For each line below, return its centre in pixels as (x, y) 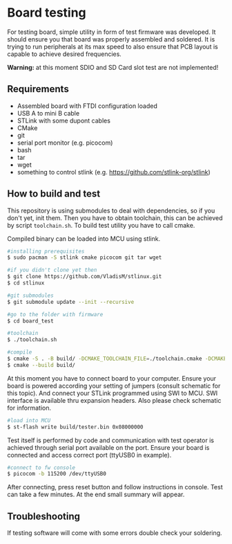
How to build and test (54, 194)
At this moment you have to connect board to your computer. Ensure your (112, 378)
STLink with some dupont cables (64, 120)
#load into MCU (29, 420)
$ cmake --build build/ (41, 365)
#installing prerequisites (46, 251)
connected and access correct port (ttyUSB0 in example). (89, 455)
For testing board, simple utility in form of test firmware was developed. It (112, 32)
